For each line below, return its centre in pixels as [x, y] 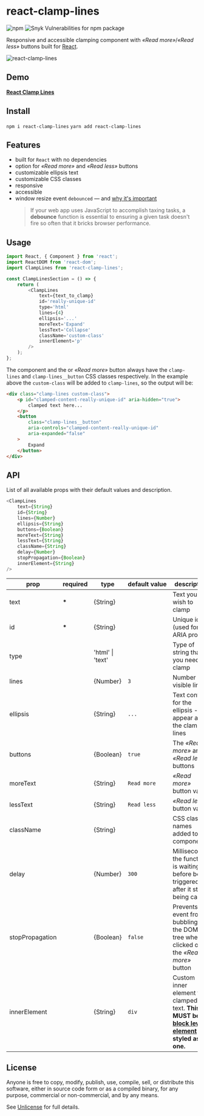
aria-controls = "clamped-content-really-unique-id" [93, 428]
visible [182, 685]
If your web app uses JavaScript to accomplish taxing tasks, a [108, 210]
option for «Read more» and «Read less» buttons [76, 166]
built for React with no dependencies [61, 160]
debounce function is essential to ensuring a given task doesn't [110, 217]
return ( [28, 285]
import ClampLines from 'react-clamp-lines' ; [65, 268]
